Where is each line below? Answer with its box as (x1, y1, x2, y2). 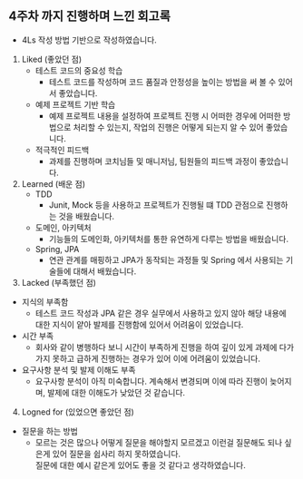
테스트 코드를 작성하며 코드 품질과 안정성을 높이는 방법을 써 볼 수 (48, 76, 277, 87)
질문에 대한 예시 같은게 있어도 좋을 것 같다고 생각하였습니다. (34, 459, 247, 470)
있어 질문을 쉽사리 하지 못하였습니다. (52, 448, 181, 459)
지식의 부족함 (21, 296, 69, 307)
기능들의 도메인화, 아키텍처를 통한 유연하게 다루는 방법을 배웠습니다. (48, 233, 289, 244)
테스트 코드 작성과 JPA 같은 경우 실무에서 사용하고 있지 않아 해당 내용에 (34, 308, 287, 318)
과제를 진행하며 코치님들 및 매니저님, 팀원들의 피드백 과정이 (48, 155, 258, 166)
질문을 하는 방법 (21, 425, 78, 436)
